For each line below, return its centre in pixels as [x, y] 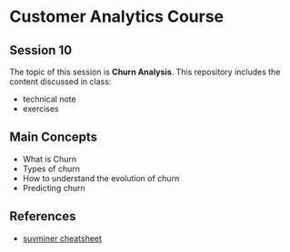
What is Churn [50, 159]
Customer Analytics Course [117, 17]
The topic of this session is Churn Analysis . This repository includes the [145, 72]
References [43, 216]
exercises [40, 109]
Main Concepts [54, 137]
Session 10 [41, 50]
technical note [49, 99]
